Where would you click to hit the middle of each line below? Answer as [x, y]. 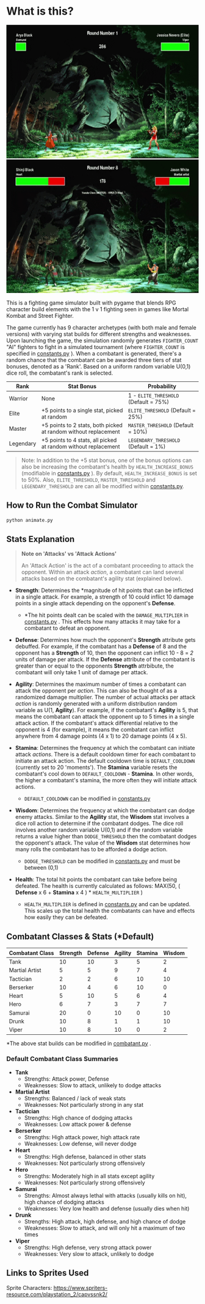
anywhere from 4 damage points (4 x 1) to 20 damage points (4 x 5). [101, 736]
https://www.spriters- [81, 1288]
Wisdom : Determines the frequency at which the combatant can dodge [105, 810]
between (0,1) [41, 868]
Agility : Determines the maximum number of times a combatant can [101, 684]
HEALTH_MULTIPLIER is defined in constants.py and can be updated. [107, 904]
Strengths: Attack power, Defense [67, 1079]
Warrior [18, 398]
